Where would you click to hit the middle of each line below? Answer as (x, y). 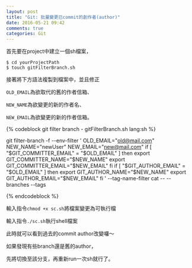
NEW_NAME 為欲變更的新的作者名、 (45, 105)
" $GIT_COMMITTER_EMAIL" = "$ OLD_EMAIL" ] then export (78, 153)
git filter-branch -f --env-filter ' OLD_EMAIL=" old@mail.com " (81, 141)
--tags (38, 185)
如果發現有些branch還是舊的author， (51, 246)
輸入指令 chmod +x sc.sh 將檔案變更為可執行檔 (61, 209)
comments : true (25, 28)
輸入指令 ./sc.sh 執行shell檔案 (42, 221)
